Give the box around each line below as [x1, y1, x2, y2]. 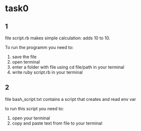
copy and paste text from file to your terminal [12, 120, 103, 126]
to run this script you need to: [5, 105, 64, 112]
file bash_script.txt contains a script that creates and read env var [5, 96, 136, 102]
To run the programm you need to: [5, 45, 74, 50]
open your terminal [12, 115, 50, 121]
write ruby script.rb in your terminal [12, 69, 83, 75]
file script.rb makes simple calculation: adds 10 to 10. [5, 35, 110, 41]
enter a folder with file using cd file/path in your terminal [12, 64, 125, 70]
